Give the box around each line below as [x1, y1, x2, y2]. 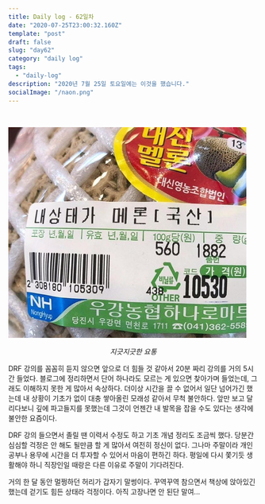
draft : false [8, 38, 52, 46]
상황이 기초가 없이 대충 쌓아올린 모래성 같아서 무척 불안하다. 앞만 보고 [31, 394, 245, 403]
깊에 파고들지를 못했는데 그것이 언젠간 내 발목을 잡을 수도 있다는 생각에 [35, 403, 254, 413]
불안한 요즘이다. [8, 413, 58, 423]
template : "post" [8, 29, 66, 37]
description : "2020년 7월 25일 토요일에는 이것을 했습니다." [8, 79, 190, 87]
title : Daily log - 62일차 [8, 13, 94, 21]
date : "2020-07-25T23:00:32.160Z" [8, 21, 123, 29]
